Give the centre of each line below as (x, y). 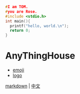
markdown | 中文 (23, 86)
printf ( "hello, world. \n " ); (39, 26)
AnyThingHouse (40, 56)
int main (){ (18, 21)
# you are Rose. (21, 11)
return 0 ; (20, 31)
